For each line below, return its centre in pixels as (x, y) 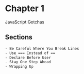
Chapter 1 (25, 9)
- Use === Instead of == (30, 53)
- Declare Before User (28, 57)
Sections (19, 37)
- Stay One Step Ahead (28, 62)
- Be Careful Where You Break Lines (42, 48)
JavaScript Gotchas (25, 22)
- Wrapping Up (19, 67)
